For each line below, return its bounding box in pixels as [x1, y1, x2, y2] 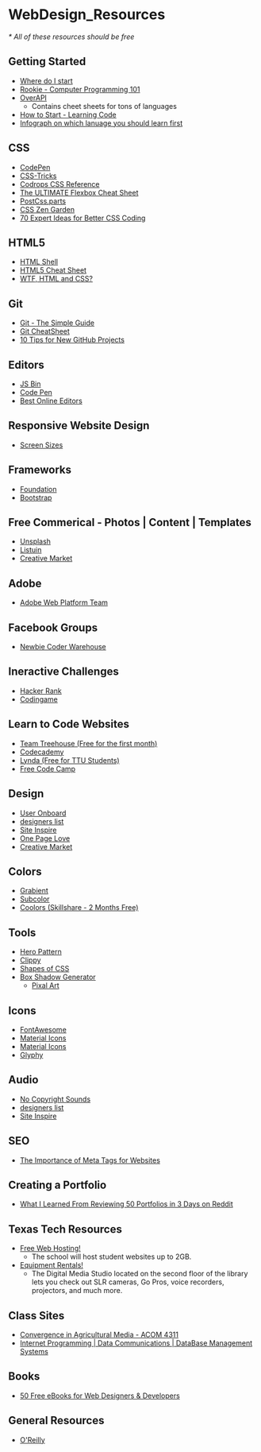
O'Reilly [19, 1435, 45, 1444]
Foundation [19, 484, 57, 494]
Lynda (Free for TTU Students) [19, 755, 121, 765]
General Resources [8, 1414, 105, 1427]
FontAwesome [19, 1024, 67, 1034]
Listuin [19, 545, 42, 555]
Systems [19, 1347, 49, 1356]
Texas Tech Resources [8, 1222, 123, 1236]
